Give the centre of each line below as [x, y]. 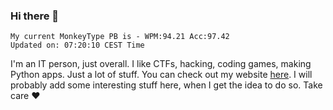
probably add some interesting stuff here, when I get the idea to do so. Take [166, 85]
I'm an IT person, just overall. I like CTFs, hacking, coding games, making [161, 64]
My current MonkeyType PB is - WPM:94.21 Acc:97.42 [120, 37]
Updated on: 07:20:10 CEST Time [77, 45]
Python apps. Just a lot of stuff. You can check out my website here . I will [161, 75]
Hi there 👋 [35, 16]
